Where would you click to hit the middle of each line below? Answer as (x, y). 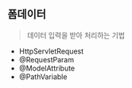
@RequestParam (47, 59)
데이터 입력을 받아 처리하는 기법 (76, 35)
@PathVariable (43, 76)
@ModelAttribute (47, 68)
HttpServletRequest (51, 51)
